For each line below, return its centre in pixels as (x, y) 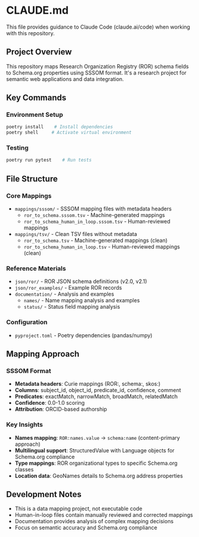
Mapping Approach (43, 354)
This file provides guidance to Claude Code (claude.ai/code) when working (98, 27)
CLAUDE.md (38, 10)
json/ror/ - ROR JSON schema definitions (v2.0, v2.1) (81, 281)
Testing (17, 148)
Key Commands (36, 98)
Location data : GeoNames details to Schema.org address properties (99, 476)
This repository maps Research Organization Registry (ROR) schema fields (97, 66)
